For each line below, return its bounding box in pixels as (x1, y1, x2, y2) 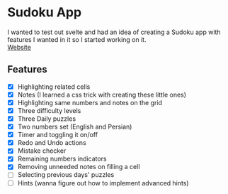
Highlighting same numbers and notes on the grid (17, 98, 163, 107)
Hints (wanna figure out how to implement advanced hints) (17, 178, 189, 187)
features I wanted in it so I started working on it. (7, 35, 147, 43)
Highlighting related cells (17, 82, 91, 91)
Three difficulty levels (17, 106, 81, 114)
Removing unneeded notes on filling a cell (17, 163, 140, 171)
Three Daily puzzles (17, 114, 76, 123)
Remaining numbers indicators (17, 154, 107, 163)
